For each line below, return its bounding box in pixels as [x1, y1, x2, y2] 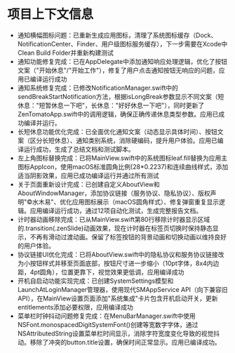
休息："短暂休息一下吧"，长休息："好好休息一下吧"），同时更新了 [17, 101, 205, 109]
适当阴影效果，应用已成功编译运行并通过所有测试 [17, 171, 159, 180]
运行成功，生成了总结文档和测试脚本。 [23, 145, 135, 153]
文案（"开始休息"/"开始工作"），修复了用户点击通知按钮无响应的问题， [17, 66, 219, 74]
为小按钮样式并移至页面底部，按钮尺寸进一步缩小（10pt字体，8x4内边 [17, 259, 220, 267]
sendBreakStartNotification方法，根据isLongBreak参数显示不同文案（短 [17, 92, 224, 100]
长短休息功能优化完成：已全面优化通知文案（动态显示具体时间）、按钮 [17, 127, 217, 135]
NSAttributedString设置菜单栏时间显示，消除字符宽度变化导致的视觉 [17, 329, 214, 338]
